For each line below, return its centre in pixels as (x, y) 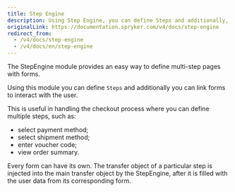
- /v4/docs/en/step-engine (53, 46)
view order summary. (48, 152)
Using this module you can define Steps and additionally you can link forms (116, 88)
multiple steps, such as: (42, 116)
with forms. (24, 74)
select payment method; (53, 130)
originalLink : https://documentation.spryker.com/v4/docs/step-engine (113, 27)
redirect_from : (30, 33)
